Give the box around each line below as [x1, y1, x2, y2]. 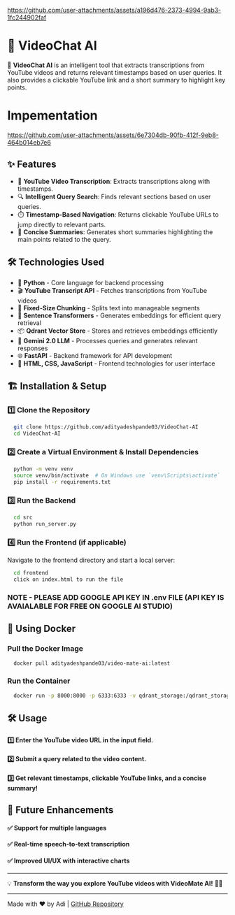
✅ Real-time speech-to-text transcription [7, 840, 130, 849]
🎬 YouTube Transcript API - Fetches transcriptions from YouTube [17, 286, 208, 294]
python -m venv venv [13, 466, 73, 473]
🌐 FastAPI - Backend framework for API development [17, 351, 173, 359]
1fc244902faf [7, 13, 47, 22]
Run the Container [7, 676, 71, 686]
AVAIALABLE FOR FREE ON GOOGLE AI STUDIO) [7, 601, 173, 611]
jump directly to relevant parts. [17, 220, 106, 229]
